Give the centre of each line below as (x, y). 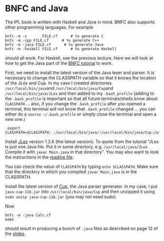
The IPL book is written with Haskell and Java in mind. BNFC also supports (80, 22)
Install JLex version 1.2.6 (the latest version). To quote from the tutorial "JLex (82, 141)
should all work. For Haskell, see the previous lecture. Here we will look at (79, 58)
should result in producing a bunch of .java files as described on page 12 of (82, 228)
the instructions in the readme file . (40, 157)
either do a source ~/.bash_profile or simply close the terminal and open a (81, 114)
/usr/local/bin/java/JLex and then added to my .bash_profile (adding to (80, 93)
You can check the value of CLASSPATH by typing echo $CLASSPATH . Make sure (82, 166)
